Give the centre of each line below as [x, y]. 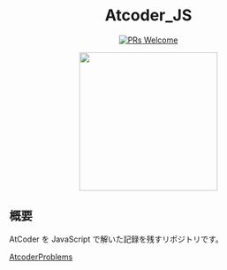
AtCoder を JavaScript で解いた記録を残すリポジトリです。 [116, 239]
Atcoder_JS [148, 15]
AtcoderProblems [41, 257]
